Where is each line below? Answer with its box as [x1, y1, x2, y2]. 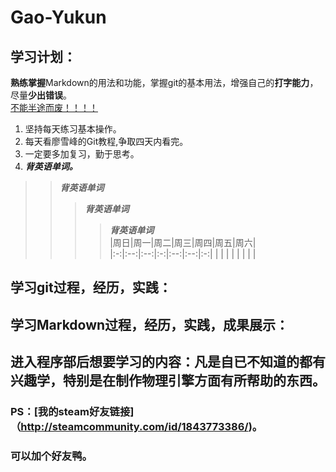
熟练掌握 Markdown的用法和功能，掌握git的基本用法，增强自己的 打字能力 [10, 77, 310, 88]
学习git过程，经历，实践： [10, 279, 172, 296]
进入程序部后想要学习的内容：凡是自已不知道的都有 [10, 354, 326, 371]
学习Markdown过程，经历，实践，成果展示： [10, 316, 290, 333]
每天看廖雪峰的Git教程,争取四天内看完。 [24, 136, 189, 147]
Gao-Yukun [10, 6, 107, 29]
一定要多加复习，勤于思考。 [24, 148, 140, 160]
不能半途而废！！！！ [10, 102, 98, 113]
